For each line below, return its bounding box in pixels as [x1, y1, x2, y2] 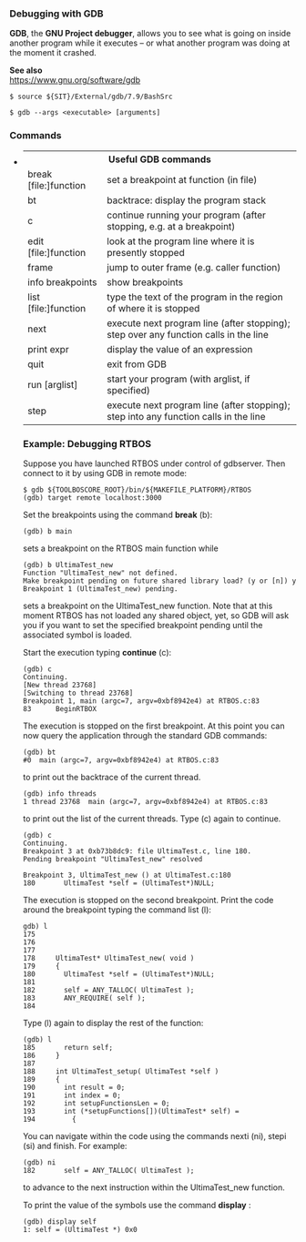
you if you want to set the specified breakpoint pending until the [22, 619, 263, 630]
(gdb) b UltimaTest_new [22, 560, 114, 569]
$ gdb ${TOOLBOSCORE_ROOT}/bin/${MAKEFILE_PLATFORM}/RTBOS [22, 485, 252, 494]
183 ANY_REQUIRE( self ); [22, 993, 146, 1003]
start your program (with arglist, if [107, 372, 250, 385]
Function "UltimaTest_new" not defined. [22, 568, 178, 577]
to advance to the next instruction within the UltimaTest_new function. [22, 1182, 285, 1193]
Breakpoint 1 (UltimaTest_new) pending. [22, 584, 178, 594]
